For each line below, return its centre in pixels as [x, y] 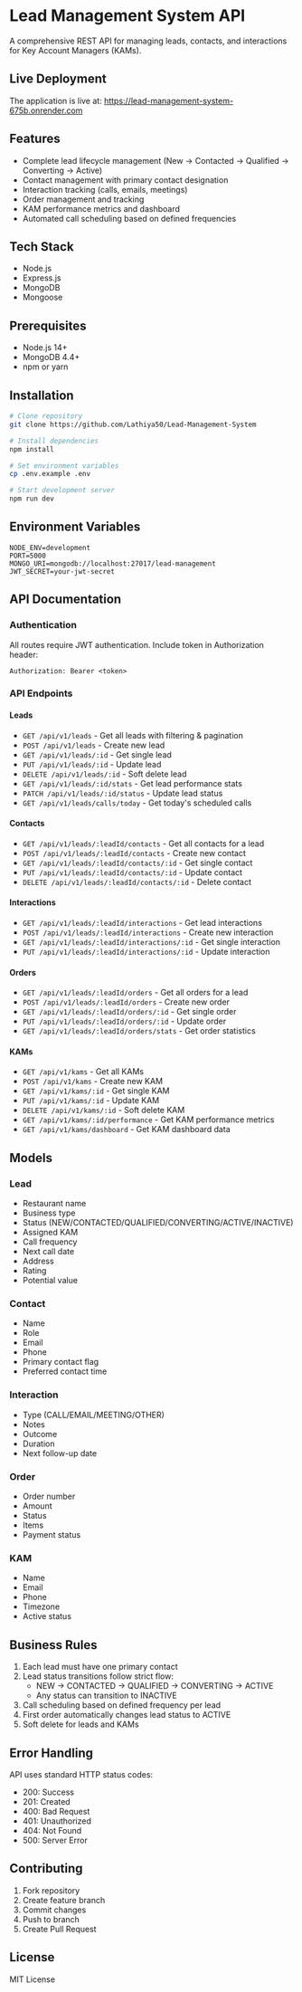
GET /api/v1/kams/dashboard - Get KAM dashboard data [126, 1129]
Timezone [41, 1606]
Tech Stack [42, 247]
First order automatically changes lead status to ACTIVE [127, 1715]
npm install [32, 449]
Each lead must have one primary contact [100, 1667]
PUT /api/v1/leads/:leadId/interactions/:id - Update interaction [146, 952]
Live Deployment [58, 79]
